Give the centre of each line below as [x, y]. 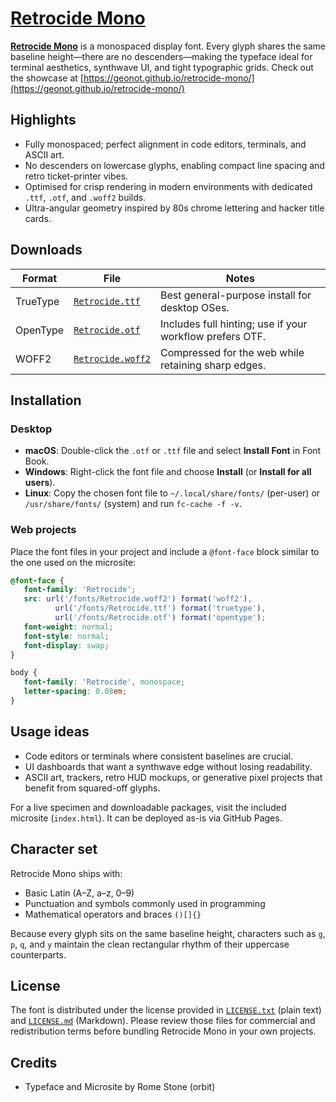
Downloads [46, 250]
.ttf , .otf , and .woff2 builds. [85, 197]
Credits [34, 1062]
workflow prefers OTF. [213, 336]
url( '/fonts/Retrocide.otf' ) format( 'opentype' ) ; [160, 618]
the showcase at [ [47, 78]
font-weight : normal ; [68, 627]
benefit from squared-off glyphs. [92, 788]
